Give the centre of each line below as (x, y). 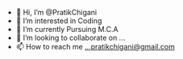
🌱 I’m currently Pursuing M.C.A (67, 29)
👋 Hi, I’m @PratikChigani (56, 12)
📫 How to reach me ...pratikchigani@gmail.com (95, 47)
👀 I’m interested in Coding (59, 21)
